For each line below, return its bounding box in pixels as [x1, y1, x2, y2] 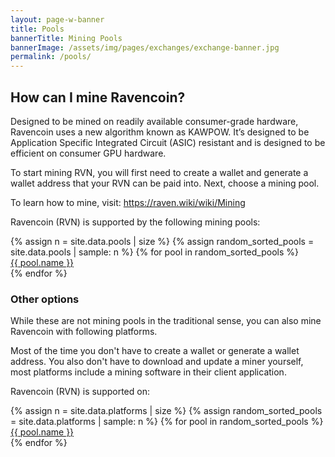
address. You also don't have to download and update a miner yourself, [10, 356, 304, 368]
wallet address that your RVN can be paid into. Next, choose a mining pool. [10, 177, 320, 189]
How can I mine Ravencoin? [10, 89, 186, 106]
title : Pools [10, 24, 65, 34]
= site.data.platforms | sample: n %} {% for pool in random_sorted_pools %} [10, 416, 324, 428]
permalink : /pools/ [10, 52, 92, 62]
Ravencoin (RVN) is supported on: [10, 386, 150, 398]
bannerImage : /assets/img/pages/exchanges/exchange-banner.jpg [10, 42, 280, 53]
